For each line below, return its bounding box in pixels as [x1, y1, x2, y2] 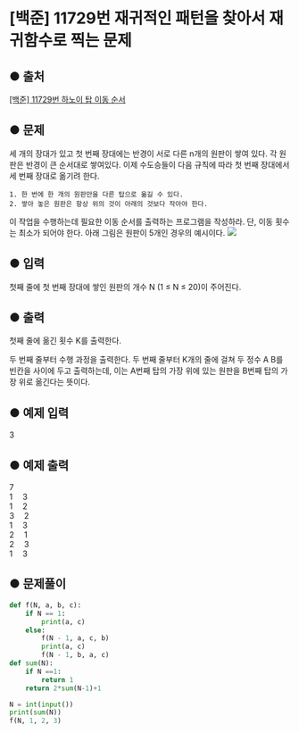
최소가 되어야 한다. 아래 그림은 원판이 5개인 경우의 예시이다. [18, 227, 226, 237]
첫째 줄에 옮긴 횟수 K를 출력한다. [9, 336, 122, 346]
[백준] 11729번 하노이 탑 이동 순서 [9, 95, 127, 104]
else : [25, 626, 46, 635]
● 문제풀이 [9, 577, 67, 592]
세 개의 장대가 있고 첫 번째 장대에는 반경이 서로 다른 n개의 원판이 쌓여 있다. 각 [9, 148, 278, 159]
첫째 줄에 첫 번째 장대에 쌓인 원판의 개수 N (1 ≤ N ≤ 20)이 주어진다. [9, 281, 242, 292]
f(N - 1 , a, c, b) [41, 634, 110, 643]
